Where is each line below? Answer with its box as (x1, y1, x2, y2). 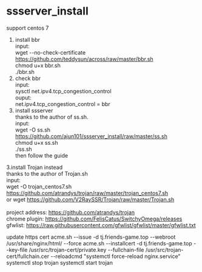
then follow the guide (15, 151, 69, 159)
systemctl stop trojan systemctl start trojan (6, 259, 113, 266)
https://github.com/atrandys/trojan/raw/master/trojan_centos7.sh (6, 189, 169, 196)
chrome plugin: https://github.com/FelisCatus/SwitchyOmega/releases (6, 215, 183, 222)
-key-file (6, 246, 28, 253)
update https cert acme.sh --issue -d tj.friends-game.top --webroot (6, 233, 176, 240)
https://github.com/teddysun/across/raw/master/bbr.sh (15, 55, 153, 62)
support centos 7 (6, 24, 49, 32)
